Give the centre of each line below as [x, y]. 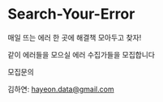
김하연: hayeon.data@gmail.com [61, 89]
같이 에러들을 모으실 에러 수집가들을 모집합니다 [81, 54]
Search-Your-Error [71, 14]
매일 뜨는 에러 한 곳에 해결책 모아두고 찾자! [75, 37]
